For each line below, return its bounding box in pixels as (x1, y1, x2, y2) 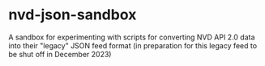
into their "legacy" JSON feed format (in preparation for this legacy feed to (8, 40, 258, 50)
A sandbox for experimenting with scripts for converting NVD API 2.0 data (8, 32, 255, 42)
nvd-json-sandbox (8, 6, 137, 24)
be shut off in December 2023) (8, 49, 112, 59)
